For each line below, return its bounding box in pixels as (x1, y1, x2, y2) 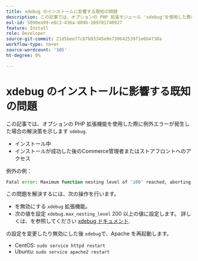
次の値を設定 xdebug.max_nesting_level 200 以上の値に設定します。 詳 (14, 210, 187, 217)
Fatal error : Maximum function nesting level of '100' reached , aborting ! (6, 179, 194, 185)
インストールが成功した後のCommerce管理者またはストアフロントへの (14, 147, 187, 154)
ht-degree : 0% (6, 52, 41, 58)
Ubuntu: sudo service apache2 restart (14, 248, 110, 255)
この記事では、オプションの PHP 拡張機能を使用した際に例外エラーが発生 (6, 120, 185, 127)
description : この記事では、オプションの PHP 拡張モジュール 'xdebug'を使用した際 (6, 14, 192, 20)
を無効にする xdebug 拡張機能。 (14, 203, 91, 210)
